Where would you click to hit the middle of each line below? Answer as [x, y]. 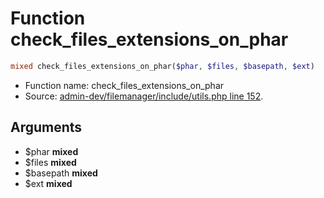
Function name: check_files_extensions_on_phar [124, 85]
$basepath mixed [61, 173]
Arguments [46, 127]
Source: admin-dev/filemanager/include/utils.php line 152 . [144, 96]
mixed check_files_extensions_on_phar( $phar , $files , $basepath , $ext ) [162, 66]
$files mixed [50, 162]
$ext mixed [48, 183]
